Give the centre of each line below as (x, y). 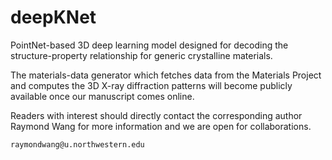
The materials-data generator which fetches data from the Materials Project (166, 75)
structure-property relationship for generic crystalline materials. (141, 55)
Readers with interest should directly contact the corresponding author (156, 115)
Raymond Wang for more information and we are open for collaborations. (161, 126)
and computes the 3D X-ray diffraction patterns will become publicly (151, 85)
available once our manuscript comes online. (102, 96)
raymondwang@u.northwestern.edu (77, 144)
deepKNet (53, 17)
